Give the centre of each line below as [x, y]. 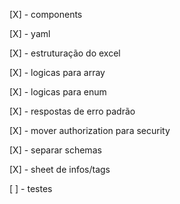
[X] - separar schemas [55, 150]
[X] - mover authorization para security [90, 130]
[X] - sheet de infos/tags [60, 169]
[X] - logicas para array [57, 72]
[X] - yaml [30, 33]
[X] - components [46, 14]
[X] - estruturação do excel [65, 53]
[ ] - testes [31, 188]
